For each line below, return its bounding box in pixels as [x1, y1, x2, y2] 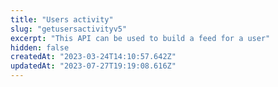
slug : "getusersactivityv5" [10, 24, 128, 34]
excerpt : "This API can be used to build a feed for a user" [10, 33, 271, 43]
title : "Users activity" [10, 14, 114, 25]
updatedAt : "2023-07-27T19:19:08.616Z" [10, 61, 177, 71]
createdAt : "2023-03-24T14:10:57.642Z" [10, 52, 177, 62]
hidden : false [10, 42, 70, 53]
